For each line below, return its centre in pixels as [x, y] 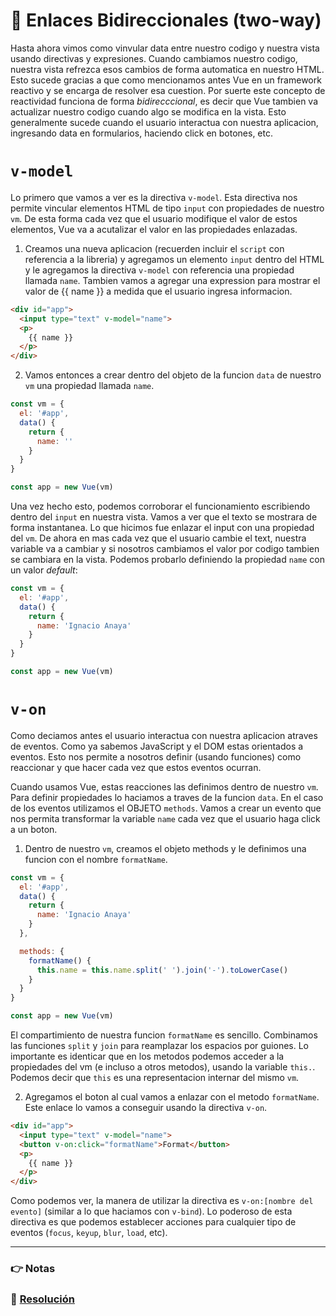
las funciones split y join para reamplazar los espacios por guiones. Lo [159, 1046]
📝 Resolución [43, 1299]
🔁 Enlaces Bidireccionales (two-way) [166, 20]
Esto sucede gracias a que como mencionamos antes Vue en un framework [166, 80]
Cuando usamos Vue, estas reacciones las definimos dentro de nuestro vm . [164, 786]
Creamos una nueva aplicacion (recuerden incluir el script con [154, 248]
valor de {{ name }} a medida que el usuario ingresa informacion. [158, 291]
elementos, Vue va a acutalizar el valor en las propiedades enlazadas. [154, 229]
